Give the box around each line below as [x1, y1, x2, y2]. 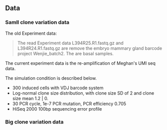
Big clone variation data [5, 118, 64, 125]
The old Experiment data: [5, 30, 57, 36]
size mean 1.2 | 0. [12, 95, 49, 101]
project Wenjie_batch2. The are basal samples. [17, 50, 114, 56]
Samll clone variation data [5, 19, 70, 26]
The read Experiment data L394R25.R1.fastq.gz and [17, 40, 124, 46]
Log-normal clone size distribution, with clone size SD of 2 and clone [12, 90, 155, 96]
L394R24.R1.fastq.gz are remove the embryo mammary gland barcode [17, 45, 163, 51]
